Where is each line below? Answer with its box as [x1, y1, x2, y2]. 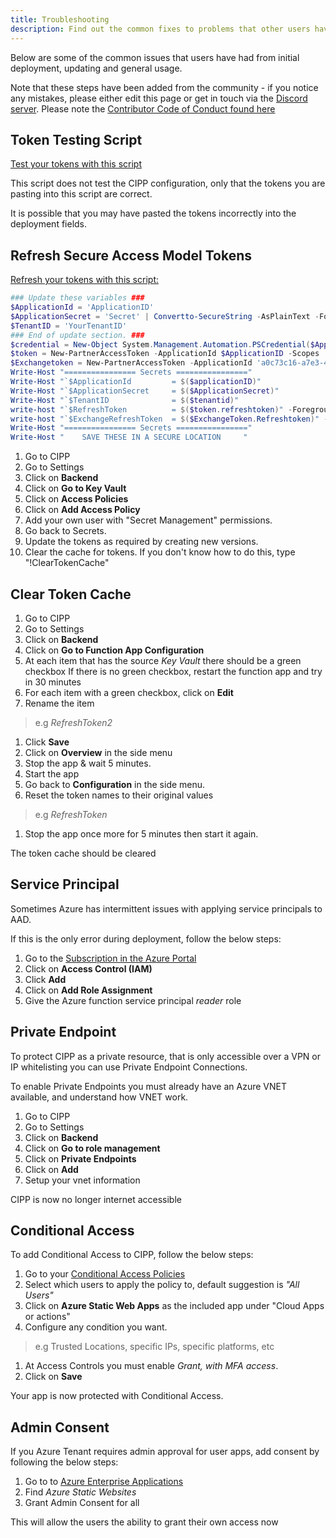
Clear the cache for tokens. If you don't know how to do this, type [24, 546, 296, 558]
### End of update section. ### [10, 330, 145, 340]
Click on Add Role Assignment [24, 984, 153, 996]
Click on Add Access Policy [24, 504, 141, 516]
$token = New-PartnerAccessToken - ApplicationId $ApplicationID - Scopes [10, 349, 320, 359]
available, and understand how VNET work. [10, 1091, 189, 1103]
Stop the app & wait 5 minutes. [24, 757, 152, 769]
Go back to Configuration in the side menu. [24, 778, 206, 790]
